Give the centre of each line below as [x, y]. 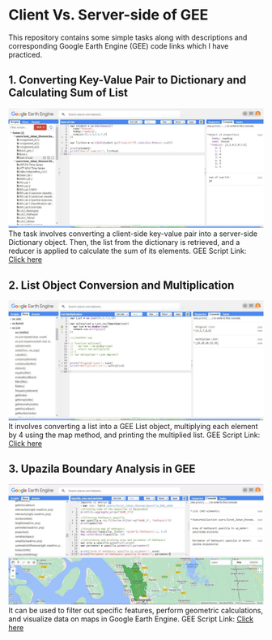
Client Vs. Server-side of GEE [108, 15]
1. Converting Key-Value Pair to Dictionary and [127, 80]
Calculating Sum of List [68, 93]
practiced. [25, 54]
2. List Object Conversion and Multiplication [121, 285]
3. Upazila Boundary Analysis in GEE [102, 469]
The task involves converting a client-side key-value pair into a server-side [133, 234]
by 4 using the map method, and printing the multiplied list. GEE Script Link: [134, 435]
